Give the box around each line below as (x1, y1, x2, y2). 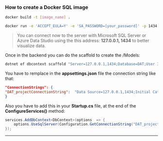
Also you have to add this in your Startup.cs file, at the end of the (5, 103, 136, 108)
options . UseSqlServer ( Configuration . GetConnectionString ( (14, 122, 133, 127)
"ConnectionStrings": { (5, 85, 53, 90)
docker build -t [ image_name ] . (5, 15, 70, 20)
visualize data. (16, 43, 46, 49)
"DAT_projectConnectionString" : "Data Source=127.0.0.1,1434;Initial (5, 89, 151, 94)
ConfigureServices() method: (5, 108, 65, 114)
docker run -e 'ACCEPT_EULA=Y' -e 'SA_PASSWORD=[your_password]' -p (5, 24, 147, 29)
